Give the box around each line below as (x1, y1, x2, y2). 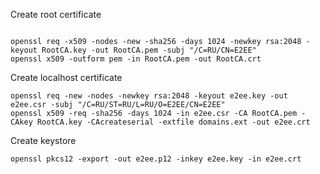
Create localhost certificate (10, 72, 123, 83)
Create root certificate (10, 9, 102, 20)
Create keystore (10, 135, 77, 146)
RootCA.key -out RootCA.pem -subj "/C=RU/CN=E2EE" (41, 45, 257, 55)
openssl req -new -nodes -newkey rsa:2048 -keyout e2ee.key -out (10, 91, 288, 101)
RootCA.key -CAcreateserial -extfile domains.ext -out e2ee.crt (36, 117, 311, 127)
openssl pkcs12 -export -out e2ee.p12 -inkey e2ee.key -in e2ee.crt (10, 154, 302, 164)
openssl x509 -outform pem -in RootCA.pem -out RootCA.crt (10, 54, 262, 64)
